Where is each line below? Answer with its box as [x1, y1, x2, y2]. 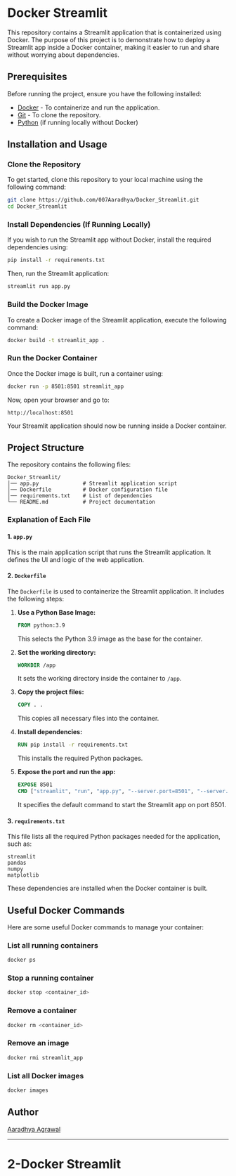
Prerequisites [7, 71, 67, 83]
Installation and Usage [7, 138, 107, 150]
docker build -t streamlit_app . [7, 337, 105, 344]
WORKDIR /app [17, 662, 56, 669]
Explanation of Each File [7, 515, 91, 525]
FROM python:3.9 [17, 622, 65, 629]
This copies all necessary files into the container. [17, 714, 159, 723]
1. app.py [7, 532, 33, 540]
